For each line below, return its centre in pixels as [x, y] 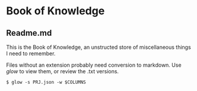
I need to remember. [31, 54]
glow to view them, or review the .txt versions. [63, 71]
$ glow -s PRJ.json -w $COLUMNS [46, 82]
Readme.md [29, 33]
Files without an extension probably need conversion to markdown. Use [94, 65]
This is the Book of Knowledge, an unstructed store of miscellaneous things [99, 47]
